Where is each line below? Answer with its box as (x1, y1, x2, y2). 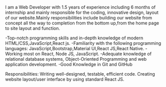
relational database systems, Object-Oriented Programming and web (5, 56, 147, 62)
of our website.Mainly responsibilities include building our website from (5, 15, 152, 20)
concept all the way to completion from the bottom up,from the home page (5, 20, 159, 26)
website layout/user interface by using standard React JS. (5, 77, 124, 82)
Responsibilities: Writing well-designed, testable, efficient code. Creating (5, 71, 155, 77)
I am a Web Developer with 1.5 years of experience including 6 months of (5, 4, 156, 10)
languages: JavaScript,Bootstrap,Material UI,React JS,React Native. (5, 46, 144, 51)
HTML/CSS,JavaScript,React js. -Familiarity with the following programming (5, 40, 161, 46)
